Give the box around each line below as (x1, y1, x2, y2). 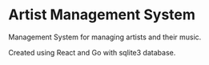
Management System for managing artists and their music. (8, 32, 202, 42)
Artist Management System (8, 6, 196, 24)
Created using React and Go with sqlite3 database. (8, 47, 176, 57)
